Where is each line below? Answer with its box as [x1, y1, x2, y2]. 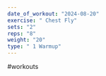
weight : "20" [7, 37, 46, 44]
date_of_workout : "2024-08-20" [7, 10, 100, 18]
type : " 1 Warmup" [7, 43, 61, 50]
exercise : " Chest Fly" [7, 17, 78, 24]
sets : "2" [7, 23, 37, 30]
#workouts [7, 63, 39, 70]
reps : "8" [7, 30, 37, 37]
